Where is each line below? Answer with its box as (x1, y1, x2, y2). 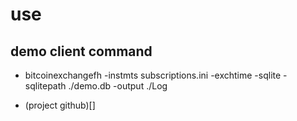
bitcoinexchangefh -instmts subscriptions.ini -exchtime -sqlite (24, 69, 282, 81)
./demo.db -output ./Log (68, 80, 168, 92)
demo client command (10, 43, 153, 60)
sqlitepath (24, 80, 67, 92)
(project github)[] (24, 99, 96, 111)
